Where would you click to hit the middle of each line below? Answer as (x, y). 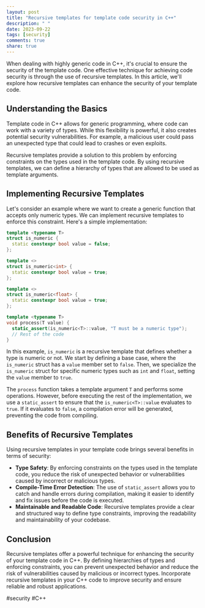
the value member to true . (39, 378)
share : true (21, 47)
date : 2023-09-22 (28, 29)
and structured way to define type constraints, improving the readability (106, 513)
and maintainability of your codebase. (63, 520)
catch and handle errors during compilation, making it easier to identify (105, 494)
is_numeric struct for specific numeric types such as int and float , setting (101, 371)
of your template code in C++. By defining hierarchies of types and (91, 560)
